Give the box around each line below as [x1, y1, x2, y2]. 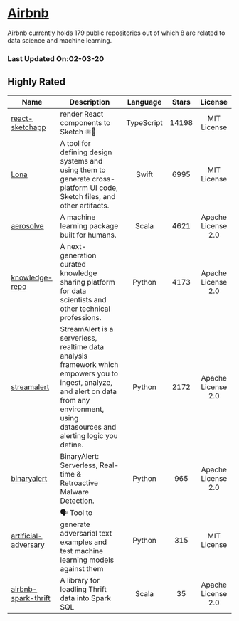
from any [60, 395, 90, 405]
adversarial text [60, 528, 112, 538]
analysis [60, 351, 87, 361]
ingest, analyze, [60, 377, 112, 387]
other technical [60, 304, 110, 314]
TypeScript [126, 117, 164, 127]
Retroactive [60, 478, 98, 488]
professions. [60, 312, 102, 322]
